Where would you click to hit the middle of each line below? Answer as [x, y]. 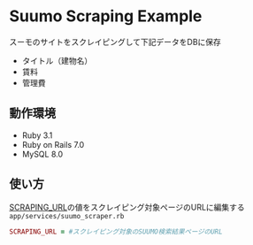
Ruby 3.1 [37, 135]
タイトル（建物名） [57, 60]
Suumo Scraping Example [106, 16]
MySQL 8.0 [42, 154]
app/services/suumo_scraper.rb [67, 216]
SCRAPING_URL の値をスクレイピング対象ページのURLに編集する [127, 207]
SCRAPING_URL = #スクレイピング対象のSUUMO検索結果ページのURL [116, 232]
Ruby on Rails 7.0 [53, 144]
